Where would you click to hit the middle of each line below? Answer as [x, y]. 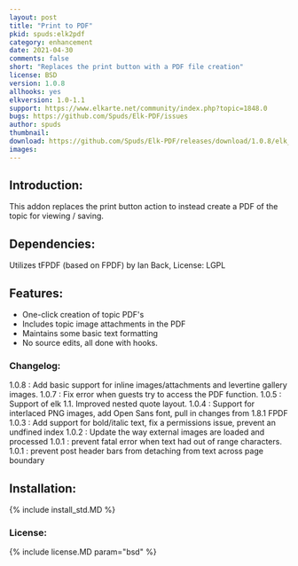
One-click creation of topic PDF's [83, 315]
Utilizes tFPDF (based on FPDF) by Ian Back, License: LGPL [118, 265]
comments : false [39, 59]
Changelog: [35, 366]
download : [27, 141]
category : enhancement [51, 42]
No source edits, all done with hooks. [90, 343]
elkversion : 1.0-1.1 [47, 100]
